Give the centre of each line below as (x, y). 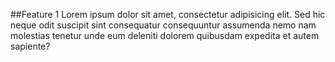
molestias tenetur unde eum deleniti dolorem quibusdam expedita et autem (165, 35)
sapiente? (30, 46)
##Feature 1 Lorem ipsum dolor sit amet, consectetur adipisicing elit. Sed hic (168, 14)
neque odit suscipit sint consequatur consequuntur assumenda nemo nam (163, 25)
